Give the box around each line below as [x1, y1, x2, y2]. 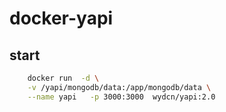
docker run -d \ [27, 73, 100, 83]
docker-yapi [9, 7, 114, 30]
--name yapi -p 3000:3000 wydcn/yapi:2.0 [27, 92, 216, 102]
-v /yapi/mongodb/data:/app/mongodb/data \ [27, 82, 212, 92]
